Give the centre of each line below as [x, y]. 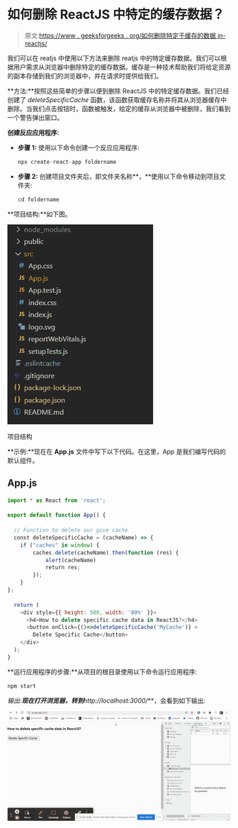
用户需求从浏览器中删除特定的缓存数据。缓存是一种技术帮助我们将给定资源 [122, 67]
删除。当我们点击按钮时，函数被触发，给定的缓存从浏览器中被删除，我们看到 [119, 108]
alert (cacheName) [71, 560]
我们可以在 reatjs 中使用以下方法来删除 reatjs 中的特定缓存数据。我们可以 [114, 58]
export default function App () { [57, 515]
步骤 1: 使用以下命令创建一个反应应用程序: [78, 147]
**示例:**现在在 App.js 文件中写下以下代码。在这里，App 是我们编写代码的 [117, 452]
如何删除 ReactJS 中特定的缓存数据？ [116, 15]
